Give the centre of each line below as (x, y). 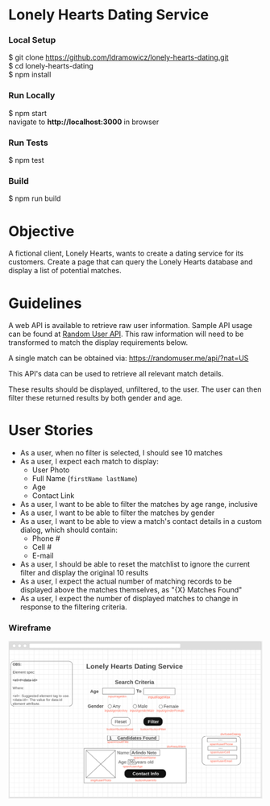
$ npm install (30, 75)
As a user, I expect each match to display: (89, 462)
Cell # (42, 547)
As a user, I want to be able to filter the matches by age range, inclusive (139, 505)
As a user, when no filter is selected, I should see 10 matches (121, 453)
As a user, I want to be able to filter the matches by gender (117, 513)
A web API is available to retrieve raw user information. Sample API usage (130, 326)
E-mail (43, 556)
